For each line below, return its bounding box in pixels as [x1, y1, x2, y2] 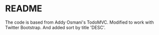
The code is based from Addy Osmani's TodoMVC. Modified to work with [5, 19, 154, 25]
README [5, 3, 42, 14]
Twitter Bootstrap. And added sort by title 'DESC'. [5, 24, 106, 30]
